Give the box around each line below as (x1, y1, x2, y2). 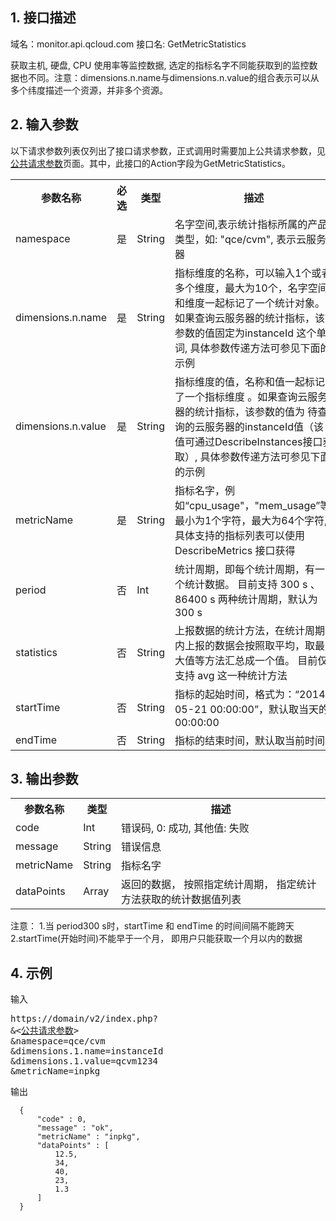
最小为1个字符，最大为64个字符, (174, 513, 328, 527)
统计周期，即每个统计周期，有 (174, 562, 315, 576)
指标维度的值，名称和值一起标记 (174, 374, 325, 388)
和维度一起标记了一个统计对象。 (174, 296, 325, 310)
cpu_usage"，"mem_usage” (189, 498, 321, 512)
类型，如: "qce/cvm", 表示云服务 (174, 232, 327, 246)
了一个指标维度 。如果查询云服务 (174, 389, 328, 403)
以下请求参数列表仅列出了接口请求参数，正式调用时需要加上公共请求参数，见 (10, 144, 326, 157)
